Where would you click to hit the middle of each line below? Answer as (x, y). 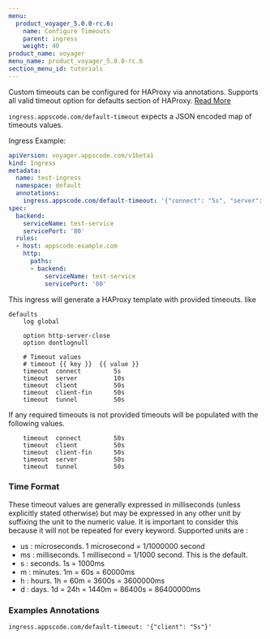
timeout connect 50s (74, 438)
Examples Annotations (54, 610)
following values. (36, 423)
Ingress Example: (37, 140)
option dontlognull (56, 343)
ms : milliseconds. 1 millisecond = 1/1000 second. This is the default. (134, 555)
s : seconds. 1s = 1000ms (62, 563)
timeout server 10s (74, 378)
